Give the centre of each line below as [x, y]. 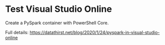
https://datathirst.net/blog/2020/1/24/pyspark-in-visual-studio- [95, 32]
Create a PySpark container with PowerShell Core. [57, 23]
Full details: [17, 32]
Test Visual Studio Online [59, 9]
